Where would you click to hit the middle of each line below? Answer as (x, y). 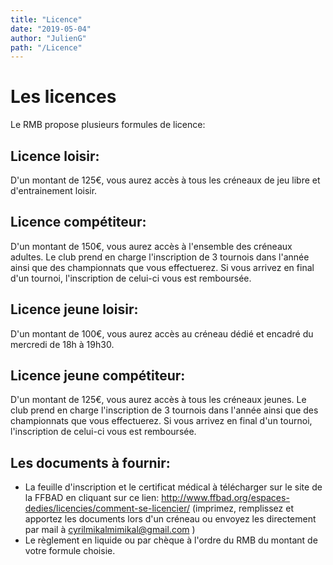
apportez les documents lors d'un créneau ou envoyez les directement (170, 519)
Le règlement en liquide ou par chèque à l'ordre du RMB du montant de (171, 540)
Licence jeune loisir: (74, 309)
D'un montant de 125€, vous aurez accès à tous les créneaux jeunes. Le (158, 400)
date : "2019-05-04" (51, 29)
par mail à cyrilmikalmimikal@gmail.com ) (110, 530)
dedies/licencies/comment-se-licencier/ (107, 508)
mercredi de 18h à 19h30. (62, 344)
